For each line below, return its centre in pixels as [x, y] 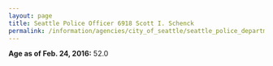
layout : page [30, 16]
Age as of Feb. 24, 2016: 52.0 [58, 54]
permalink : [27, 31]
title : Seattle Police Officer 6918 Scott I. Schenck [102, 23]
